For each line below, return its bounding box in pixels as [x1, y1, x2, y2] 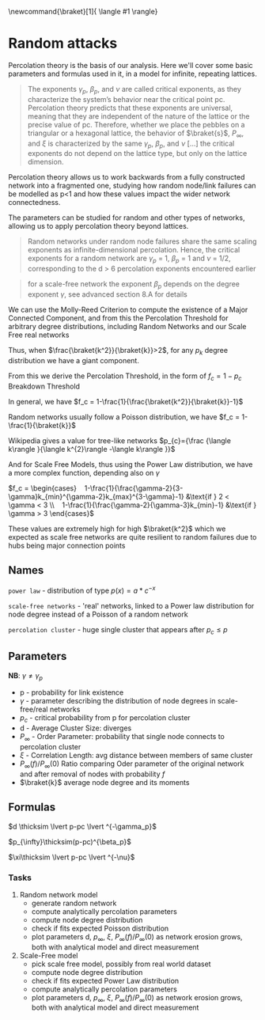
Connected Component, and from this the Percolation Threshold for [8, 313, 229, 323]
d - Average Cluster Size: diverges [19, 723, 132, 733]
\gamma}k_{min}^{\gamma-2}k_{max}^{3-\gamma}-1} [8, 491, 184, 501]
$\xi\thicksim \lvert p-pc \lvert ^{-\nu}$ [8, 852, 135, 862]
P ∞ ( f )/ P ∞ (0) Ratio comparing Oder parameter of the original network [19, 759, 244, 770]
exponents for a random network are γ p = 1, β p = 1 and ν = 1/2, [27, 253, 231, 265]
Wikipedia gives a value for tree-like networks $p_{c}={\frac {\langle [8, 435, 232, 446]
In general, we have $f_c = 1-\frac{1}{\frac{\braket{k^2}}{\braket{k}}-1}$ [8, 396, 244, 406]
